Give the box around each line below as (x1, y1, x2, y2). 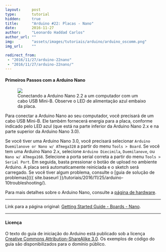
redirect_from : (5, 53, 37, 58)
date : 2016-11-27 (5, 26, 54, 31)
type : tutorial (5, 12, 50, 17)
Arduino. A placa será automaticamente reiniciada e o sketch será (5, 164, 139, 170)
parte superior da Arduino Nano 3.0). (5, 128, 81, 134)
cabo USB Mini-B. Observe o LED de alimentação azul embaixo (17, 98, 146, 104)
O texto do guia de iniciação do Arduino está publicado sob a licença (5, 230, 145, 236)
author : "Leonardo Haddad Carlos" (5, 30, 85, 35)
